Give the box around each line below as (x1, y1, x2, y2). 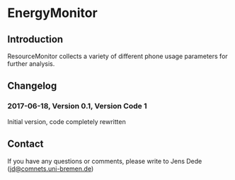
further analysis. (7, 60, 55, 68)
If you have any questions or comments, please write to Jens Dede (7, 157, 202, 165)
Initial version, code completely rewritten (7, 117, 126, 125)
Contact (7, 138, 44, 150)
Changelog (7, 80, 57, 92)
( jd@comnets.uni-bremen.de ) (7, 164, 94, 173)
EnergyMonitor (7, 5, 98, 21)
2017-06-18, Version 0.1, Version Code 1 (7, 101, 147, 111)
